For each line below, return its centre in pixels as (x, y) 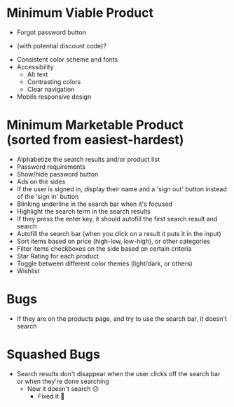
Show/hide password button (57, 174)
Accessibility (35, 67)
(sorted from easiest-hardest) (95, 140)
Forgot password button (51, 32)
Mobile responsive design (54, 97)
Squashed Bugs (54, 354)
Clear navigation (51, 89)
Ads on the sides (41, 181)
